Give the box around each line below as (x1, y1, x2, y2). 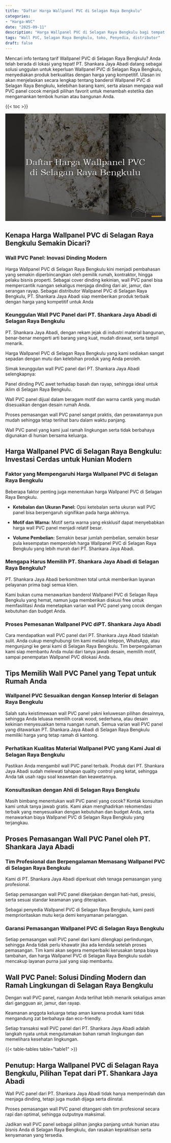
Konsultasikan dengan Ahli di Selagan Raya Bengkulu (5, 786, 140, 794)
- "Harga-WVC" (5, 19, 36, 24)
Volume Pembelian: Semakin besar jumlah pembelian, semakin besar (12, 535, 159, 541)
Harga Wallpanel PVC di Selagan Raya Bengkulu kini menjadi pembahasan (5, 266, 160, 272)
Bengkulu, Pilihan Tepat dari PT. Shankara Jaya (5, 1069, 158, 1078)
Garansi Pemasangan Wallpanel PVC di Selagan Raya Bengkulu (5, 925, 164, 932)
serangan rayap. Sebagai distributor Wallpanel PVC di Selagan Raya (5, 288, 148, 294)
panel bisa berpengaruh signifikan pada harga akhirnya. (12, 509, 130, 515)
